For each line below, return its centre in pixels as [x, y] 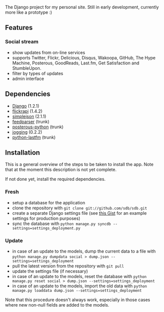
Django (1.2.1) [26, 106]
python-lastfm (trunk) [34, 137]
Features [19, 28]
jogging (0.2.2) [27, 132]
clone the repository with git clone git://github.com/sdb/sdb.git [80, 208]
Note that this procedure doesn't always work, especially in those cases [78, 300]
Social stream [22, 42]
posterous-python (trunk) [38, 127]
